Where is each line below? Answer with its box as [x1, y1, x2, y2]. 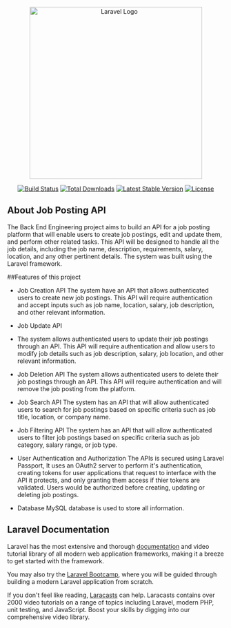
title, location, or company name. [17, 412, 111, 421]
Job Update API [17, 321, 63, 330]
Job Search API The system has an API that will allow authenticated [17, 398, 209, 406]
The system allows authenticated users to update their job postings [17, 335, 209, 343]
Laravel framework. [7, 259, 63, 268]
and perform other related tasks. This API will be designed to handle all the [7, 238, 219, 246]
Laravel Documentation [7, 524, 110, 536]
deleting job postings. [17, 490, 79, 499]
